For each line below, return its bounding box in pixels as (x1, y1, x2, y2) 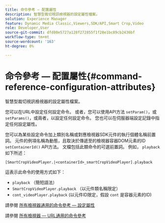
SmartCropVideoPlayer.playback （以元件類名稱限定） (12, 185, 121, 192)
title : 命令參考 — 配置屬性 (5, 7, 56, 12)
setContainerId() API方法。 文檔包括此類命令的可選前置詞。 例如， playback (5, 143, 160, 150)
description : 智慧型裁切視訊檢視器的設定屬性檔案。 (5, 12, 100, 17)
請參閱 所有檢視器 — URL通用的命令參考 (5, 212, 86, 219)
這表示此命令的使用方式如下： (5, 169, 65, 175)
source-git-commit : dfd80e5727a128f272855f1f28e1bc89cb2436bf (5, 30, 135, 35)
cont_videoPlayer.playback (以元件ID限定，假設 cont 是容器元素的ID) (12, 192, 152, 197)
